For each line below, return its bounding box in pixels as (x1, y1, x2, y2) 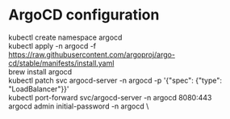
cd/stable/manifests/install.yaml (8, 58, 115, 68)
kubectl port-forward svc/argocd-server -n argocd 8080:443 (8, 92, 212, 102)
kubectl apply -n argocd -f (8, 40, 97, 50)
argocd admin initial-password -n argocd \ (8, 101, 149, 111)
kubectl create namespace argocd (8, 32, 123, 42)
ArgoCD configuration (8, 6, 160, 24)
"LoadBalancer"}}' (8, 83, 70, 94)
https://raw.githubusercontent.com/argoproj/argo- (8, 49, 176, 59)
